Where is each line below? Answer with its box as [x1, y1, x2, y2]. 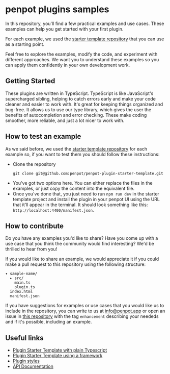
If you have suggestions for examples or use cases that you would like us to [5, 303, 164, 309]
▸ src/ [10, 276, 24, 281]
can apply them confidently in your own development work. [5, 62, 130, 68]
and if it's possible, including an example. [5, 319, 92, 325]
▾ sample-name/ [5, 271, 38, 277]
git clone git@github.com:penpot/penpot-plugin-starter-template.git [12, 171, 164, 176]
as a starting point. [5, 41, 45, 47]
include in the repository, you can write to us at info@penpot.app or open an [5, 308, 165, 314]
